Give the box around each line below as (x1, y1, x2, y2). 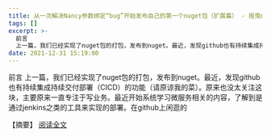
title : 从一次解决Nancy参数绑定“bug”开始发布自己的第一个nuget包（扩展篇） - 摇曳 (8, 11, 261, 20)
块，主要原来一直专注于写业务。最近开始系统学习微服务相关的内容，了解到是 (8, 93, 263, 102)
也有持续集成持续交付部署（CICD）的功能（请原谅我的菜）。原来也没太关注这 (8, 82, 263, 92)
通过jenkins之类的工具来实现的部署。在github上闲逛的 (8, 102, 188, 112)
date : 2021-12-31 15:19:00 (8, 49, 99, 57)
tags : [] (8, 19, 38, 27)
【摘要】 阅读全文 (8, 120, 67, 129)
